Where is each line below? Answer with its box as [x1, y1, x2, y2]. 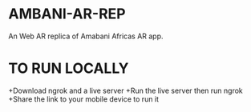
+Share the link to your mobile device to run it [8, 94, 159, 104]
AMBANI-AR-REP [8, 5, 126, 23]
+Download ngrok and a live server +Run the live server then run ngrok [8, 86, 243, 95]
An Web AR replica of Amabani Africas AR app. [8, 31, 164, 41]
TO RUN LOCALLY [8, 59, 130, 78]
